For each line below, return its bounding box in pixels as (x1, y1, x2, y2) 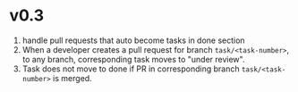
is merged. (52, 72, 92, 83)
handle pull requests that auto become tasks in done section (21, 35, 245, 46)
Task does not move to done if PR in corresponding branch (21, 63, 240, 74)
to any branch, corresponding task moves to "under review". (21, 54, 245, 64)
